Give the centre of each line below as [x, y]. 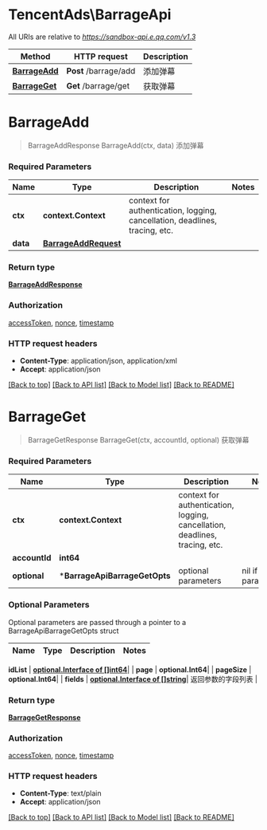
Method [35, 56]
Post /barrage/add [101, 71]
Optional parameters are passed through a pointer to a [97, 622]
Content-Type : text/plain [60, 793]
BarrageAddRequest [82, 243]
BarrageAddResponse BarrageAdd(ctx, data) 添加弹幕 [116, 145]
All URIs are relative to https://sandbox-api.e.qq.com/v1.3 [102, 37]
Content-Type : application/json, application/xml [98, 361]
